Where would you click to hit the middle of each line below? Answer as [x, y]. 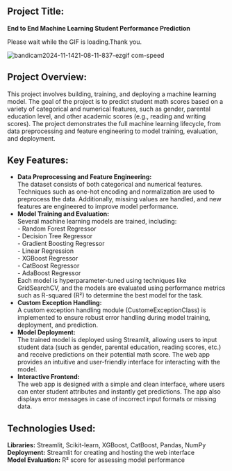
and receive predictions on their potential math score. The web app [113, 355]
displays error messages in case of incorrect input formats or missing [117, 399]
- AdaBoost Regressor [49, 273]
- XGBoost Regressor [48, 258]
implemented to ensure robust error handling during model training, [114, 318]
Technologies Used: [51, 428]
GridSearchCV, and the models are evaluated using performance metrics [121, 288]
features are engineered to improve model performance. [98, 207]
